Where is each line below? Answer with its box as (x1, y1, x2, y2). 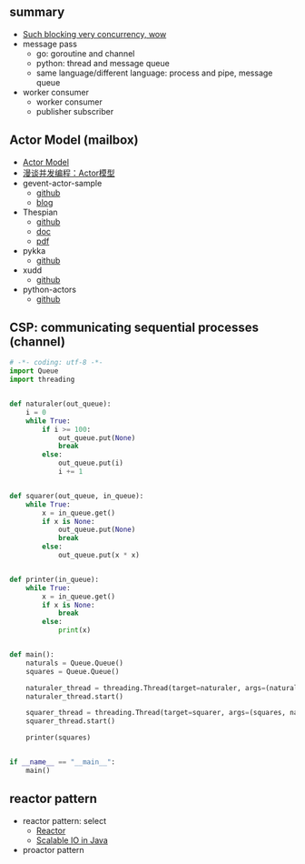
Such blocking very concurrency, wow (22, 28, 167, 39)
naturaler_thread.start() (25, 692, 124, 701)
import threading (9, 375, 75, 385)
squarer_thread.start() (25, 717, 116, 726)
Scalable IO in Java (35, 834, 109, 846)
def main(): (9, 650, 54, 659)
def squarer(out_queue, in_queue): (9, 491, 144, 500)
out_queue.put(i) (57, 458, 124, 468)
